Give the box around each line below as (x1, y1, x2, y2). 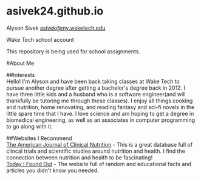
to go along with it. (6, 122, 53, 130)
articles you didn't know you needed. (6, 167, 99, 174)
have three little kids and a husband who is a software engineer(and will (6, 90, 186, 98)
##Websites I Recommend (6, 135, 72, 142)
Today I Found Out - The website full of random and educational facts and (6, 160, 191, 167)
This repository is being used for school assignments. (6, 47, 141, 55)
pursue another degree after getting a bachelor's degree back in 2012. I (6, 84, 185, 92)
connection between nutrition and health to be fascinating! (6, 153, 153, 161)
